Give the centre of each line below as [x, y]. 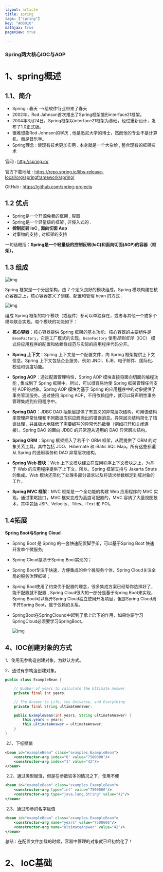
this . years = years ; [43, 720]
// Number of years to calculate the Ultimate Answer [69, 689]
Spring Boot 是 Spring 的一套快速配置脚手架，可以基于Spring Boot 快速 [83, 543]
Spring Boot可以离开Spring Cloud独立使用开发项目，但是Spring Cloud [82, 599]
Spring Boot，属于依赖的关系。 [52, 605]
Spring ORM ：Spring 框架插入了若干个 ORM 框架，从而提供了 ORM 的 [82, 440]
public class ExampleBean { [34, 680]
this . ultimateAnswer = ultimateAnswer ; [63, 724]
